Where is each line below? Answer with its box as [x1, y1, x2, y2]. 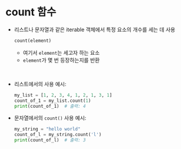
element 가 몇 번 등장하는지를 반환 [22, 57, 100, 64]
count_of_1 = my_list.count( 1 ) [14, 98, 91, 104]
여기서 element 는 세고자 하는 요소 [22, 49, 100, 56]
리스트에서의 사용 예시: [14, 80, 67, 87]
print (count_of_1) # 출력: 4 [14, 103, 86, 109]
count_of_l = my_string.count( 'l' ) [14, 132, 102, 138]
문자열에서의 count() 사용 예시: [14, 114, 87, 121]
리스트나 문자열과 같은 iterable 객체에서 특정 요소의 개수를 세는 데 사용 [14, 26, 176, 33]
